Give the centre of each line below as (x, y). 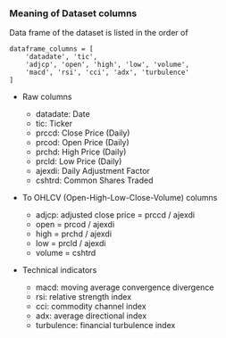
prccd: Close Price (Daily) (83, 133)
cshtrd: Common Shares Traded (94, 180)
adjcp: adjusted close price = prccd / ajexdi (115, 215)
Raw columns (47, 97)
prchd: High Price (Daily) (81, 152)
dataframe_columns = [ (51, 49)
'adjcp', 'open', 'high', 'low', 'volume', (108, 65)
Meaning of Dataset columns (73, 13)
